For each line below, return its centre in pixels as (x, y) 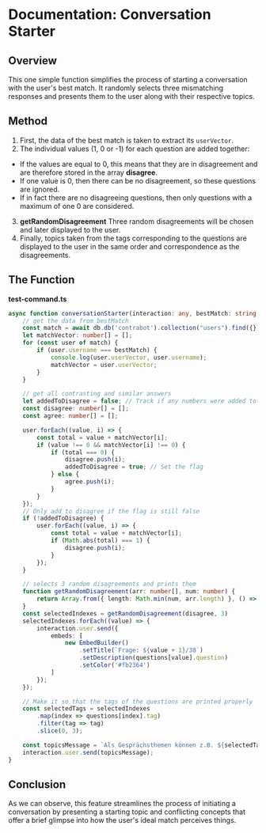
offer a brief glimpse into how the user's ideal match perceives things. (122, 820)
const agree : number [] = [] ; (70, 416)
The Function (42, 280)
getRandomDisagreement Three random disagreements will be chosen (137, 221)
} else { (65, 475)
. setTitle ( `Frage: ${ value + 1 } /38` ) (141, 650)
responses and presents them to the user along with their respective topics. (131, 96)
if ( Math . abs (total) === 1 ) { (100, 540)
